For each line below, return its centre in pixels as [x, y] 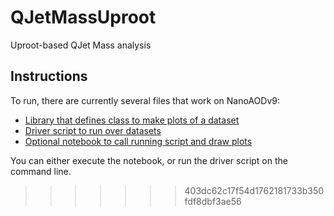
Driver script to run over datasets [93, 130]
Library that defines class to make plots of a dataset [132, 120]
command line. [41, 171]
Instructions [49, 76]
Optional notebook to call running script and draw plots [138, 141]
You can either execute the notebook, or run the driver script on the [149, 160]
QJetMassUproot [83, 17]
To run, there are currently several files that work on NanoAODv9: [145, 100]
